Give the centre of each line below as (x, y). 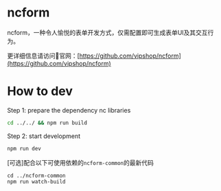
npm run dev (24, 148)
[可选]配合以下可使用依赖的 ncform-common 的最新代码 (81, 162)
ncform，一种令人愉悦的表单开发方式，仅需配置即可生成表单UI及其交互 (107, 32)
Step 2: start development (44, 136)
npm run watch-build (37, 181)
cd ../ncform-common (37, 176)
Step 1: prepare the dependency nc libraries (69, 110)
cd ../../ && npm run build (47, 123)
